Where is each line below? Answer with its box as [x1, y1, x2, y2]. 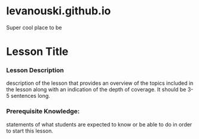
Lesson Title [6, 45, 69, 58]
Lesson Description [6, 66, 64, 75]
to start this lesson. [6, 127, 54, 134]
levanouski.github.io [6, 4, 111, 18]
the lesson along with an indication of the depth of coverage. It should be [6, 86, 186, 93]
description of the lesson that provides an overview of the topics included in [6, 79, 194, 87]
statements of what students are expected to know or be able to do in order [6, 121, 192, 128]
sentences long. [11, 92, 51, 100]
